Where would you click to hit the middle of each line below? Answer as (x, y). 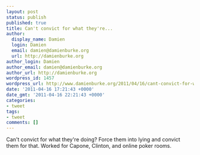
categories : (21, 100)
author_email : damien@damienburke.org (54, 67)
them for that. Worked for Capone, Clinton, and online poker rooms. (89, 146)
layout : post (22, 12)
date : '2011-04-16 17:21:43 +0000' (50, 89)
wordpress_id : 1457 (30, 78)
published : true (26, 23)
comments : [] (22, 123)
